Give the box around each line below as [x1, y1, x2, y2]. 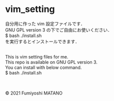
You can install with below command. [5, 64, 82, 70]
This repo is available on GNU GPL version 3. [5, 59, 97, 65]
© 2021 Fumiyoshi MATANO [5, 90, 62, 96]
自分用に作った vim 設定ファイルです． [5, 20, 85, 26]
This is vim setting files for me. [5, 53, 68, 59]
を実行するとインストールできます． [5, 38, 80, 44]
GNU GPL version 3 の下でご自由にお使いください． [5, 26, 112, 33]
